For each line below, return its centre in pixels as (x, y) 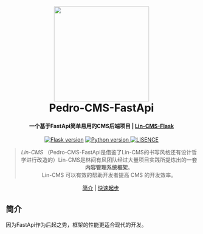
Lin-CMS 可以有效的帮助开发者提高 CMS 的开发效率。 (109, 175)
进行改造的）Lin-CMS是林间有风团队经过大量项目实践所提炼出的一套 (112, 160)
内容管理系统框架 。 (109, 168)
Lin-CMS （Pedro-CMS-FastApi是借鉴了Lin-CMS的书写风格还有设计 (106, 153)
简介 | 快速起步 (101, 188)
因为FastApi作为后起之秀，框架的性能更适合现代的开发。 (76, 225)
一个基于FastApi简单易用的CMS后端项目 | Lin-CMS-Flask (101, 126)
